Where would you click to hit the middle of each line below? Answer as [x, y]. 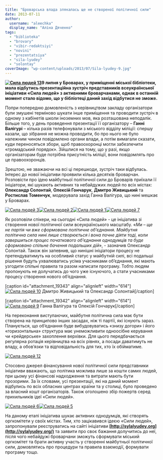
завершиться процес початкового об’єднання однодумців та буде [74, 240]
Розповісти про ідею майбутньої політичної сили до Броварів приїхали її [81, 180]
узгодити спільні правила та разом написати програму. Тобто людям [77, 266]
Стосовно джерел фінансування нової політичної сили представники [77, 366]
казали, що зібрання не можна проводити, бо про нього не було [72, 134]
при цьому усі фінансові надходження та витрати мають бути [69, 376]
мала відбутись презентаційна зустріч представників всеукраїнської [80, 88]
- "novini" [20, 50]
